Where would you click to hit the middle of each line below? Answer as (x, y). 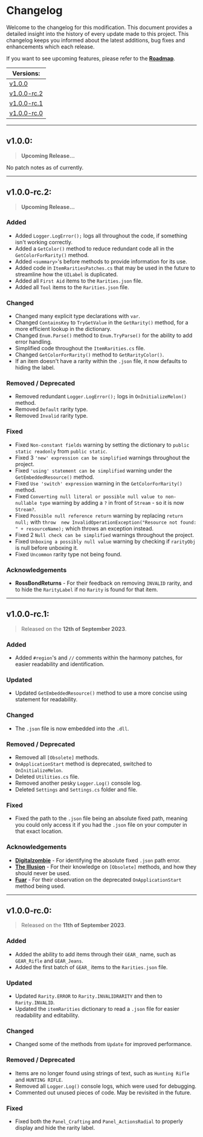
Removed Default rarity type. (51, 409)
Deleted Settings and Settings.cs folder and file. (76, 790)
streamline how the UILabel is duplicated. (66, 274)
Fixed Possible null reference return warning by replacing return (99, 515)
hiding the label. (35, 368)
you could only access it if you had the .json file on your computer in (101, 825)
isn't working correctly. (43, 242)
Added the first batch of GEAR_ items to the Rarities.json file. (91, 967)
